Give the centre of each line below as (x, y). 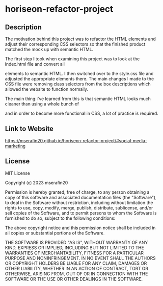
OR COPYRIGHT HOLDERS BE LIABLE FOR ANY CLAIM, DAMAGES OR (76, 263)
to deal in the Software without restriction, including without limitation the (79, 203)
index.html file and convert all (35, 64)
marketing (15, 146)
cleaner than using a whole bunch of (42, 104)
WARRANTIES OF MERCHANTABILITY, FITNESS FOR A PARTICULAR (74, 253)
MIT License (18, 173)
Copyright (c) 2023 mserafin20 (37, 182)
